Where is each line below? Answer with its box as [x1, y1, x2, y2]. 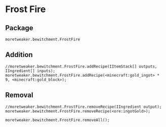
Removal [5, 91, 33, 99]
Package [5, 24, 34, 32]
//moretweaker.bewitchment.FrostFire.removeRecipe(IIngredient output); [5, 104, 162, 109]
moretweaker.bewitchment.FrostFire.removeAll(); [5, 117, 110, 122]
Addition [5, 50, 33, 59]
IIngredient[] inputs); [5, 68, 56, 74]
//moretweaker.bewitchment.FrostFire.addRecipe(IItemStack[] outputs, [5, 64, 157, 69]
